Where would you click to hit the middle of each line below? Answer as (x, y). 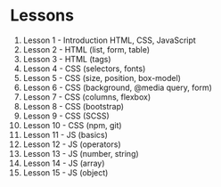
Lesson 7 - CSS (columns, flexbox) (86, 97)
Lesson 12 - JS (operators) (72, 144)
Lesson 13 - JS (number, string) (81, 153)
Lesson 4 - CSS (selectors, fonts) (84, 69)
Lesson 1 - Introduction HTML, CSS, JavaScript (110, 40)
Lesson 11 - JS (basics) (65, 134)
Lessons (42, 16)
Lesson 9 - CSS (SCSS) (66, 116)
